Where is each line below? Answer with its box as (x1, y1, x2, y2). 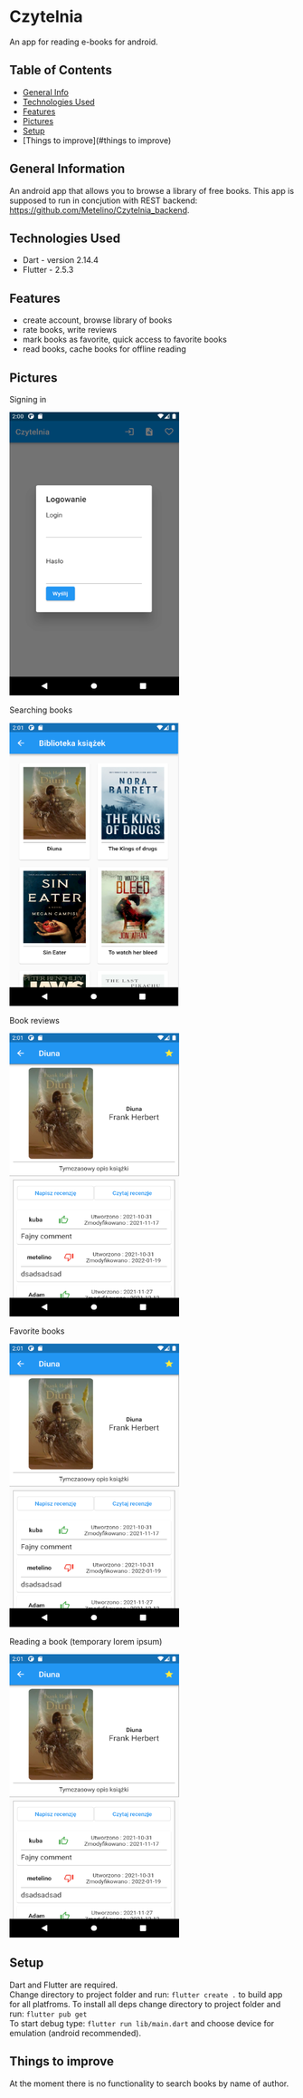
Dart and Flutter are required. (9, 1979, 118, 1990)
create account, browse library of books (22, 315, 173, 325)
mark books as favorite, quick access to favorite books (22, 334, 228, 345)
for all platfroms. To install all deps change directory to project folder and (9, 1998, 281, 2009)
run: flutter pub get (9, 2008, 88, 2019)
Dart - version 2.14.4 (22, 255, 99, 266)
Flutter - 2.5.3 (22, 265, 74, 276)
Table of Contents (9, 63, 113, 78)
